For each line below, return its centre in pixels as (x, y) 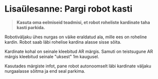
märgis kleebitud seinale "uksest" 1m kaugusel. (52, 56)
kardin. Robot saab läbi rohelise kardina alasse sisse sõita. (63, 42)
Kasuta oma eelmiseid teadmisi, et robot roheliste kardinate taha (83, 22)
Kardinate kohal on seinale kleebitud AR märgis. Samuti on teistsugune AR (79, 51)
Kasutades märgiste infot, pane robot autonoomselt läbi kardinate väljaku (78, 66)
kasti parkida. (31, 27)
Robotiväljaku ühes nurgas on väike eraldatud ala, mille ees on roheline (76, 37)
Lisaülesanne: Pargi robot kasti (69, 9)
